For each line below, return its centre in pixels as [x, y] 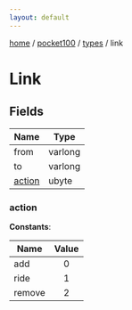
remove [30, 292]
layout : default [39, 17]
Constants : [30, 226]
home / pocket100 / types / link [66, 43]
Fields [27, 112]
